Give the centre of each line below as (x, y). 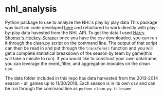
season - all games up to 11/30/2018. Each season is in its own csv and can (80, 83)
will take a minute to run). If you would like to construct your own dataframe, (81, 58)
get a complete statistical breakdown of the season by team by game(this (79, 53)
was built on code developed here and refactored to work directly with (75, 27)
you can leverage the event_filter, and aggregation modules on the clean (77, 64)
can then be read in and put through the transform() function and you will (79, 48)
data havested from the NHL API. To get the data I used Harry (83, 32)
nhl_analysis (31, 9)
